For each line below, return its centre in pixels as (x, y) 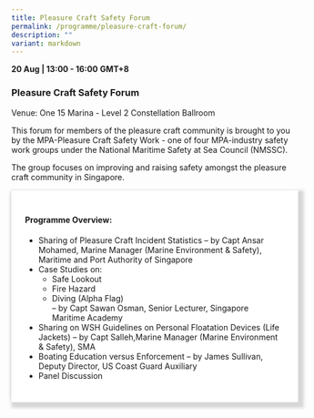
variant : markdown (46, 43)
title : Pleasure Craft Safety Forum (81, 18)
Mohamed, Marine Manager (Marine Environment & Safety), (150, 250)
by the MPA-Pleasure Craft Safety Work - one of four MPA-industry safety (150, 140)
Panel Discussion (71, 375)
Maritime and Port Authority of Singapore (115, 260)
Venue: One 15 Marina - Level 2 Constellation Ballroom (113, 112)
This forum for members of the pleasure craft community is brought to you (151, 130)
